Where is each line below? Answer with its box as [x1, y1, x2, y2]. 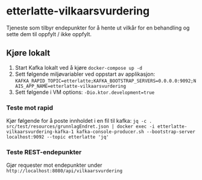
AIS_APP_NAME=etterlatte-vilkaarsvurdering [14, 83, 127, 89]
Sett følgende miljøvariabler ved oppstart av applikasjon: [14, 70, 156, 78]
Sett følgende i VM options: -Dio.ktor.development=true [14, 88, 155, 96]
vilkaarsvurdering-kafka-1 [6, 129, 74, 135]
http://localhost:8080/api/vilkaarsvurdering [6, 168, 122, 174]
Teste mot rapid [6, 104, 53, 112]
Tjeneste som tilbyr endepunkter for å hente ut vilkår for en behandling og [6, 24, 190, 31]
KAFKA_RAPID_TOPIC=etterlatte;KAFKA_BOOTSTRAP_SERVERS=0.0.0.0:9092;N [14, 78, 197, 84]
